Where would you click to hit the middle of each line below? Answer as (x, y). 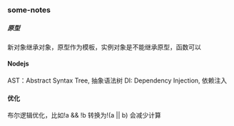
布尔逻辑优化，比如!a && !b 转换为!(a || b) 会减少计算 (85, 115)
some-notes (29, 10)
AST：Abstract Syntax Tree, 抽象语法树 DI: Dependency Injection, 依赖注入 (117, 80)
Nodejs (19, 64)
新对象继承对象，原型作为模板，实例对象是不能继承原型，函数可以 (104, 47)
